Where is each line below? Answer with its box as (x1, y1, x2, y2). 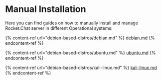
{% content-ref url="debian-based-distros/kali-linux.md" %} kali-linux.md (5, 65, 157, 71)
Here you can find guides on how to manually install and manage (5, 20, 139, 26)
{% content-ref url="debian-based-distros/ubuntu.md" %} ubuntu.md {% (5, 50, 156, 56)
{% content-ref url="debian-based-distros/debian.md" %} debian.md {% (5, 35, 156, 41)
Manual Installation (5, 3, 86, 15)
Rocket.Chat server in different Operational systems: (5, 25, 113, 31)
